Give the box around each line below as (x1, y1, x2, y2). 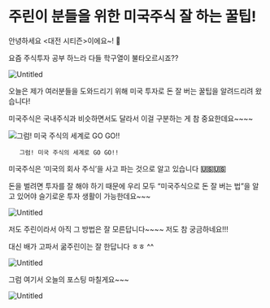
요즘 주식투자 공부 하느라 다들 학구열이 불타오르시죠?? (8, 53, 179, 63)
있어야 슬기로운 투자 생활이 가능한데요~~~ (16, 191, 151, 201)
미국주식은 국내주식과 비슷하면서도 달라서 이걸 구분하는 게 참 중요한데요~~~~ (8, 113, 254, 123)
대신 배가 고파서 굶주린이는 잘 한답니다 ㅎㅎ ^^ (8, 241, 155, 251)
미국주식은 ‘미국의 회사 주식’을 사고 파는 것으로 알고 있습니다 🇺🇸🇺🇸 (8, 163, 226, 173)
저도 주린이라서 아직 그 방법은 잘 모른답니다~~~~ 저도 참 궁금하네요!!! (8, 224, 229, 234)
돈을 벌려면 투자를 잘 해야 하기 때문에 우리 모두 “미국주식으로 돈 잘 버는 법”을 (8, 180, 250, 191)
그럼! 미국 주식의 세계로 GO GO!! (19, 148, 120, 157)
